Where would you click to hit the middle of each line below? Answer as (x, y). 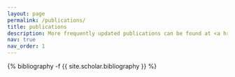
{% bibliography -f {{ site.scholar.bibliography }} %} (82, 66)
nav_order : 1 (26, 46)
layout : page (26, 14)
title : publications (37, 27)
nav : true (22, 40)
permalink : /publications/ (47, 20)
